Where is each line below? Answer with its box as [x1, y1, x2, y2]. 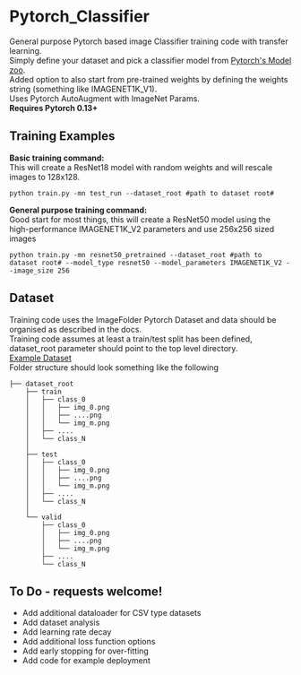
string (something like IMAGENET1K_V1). [9, 83, 158, 94]
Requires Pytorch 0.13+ [9, 102, 99, 113]
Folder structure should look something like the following [9, 361, 219, 373]
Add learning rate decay [21, 627, 112, 637]
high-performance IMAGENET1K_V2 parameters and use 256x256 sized [9, 223, 275, 234]
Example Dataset [9, 352, 72, 363]
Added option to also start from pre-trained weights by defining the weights [9, 74, 288, 84]
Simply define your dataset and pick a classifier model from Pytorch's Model [9, 55, 292, 65]
